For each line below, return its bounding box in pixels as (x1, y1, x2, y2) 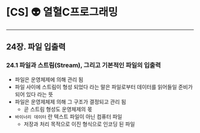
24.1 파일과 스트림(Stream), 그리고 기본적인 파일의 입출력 (6, 61, 161, 69)
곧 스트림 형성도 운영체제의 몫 (23, 105, 92, 113)
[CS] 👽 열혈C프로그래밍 (6, 5, 118, 19)
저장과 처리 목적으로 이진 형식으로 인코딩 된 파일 (23, 120, 135, 128)
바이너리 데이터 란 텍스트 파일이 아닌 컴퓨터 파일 (14, 113, 123, 120)
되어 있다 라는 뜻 (14, 90, 54, 98)
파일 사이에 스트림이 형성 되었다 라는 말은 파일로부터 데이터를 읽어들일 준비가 (14, 83, 193, 90)
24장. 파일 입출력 (6, 42, 66, 52)
